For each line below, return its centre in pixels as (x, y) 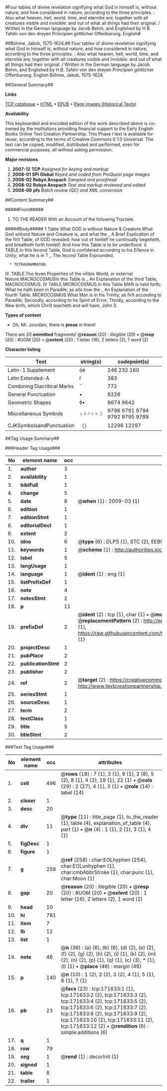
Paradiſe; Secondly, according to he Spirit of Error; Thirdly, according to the (82, 300)
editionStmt (35, 517)
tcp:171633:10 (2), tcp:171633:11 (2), (107, 1020)
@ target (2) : (93, 680)
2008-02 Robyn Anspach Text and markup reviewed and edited (79, 185)
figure (28, 852)
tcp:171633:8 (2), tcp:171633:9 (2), (104, 1014)
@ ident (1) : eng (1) (101, 574)
